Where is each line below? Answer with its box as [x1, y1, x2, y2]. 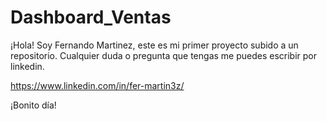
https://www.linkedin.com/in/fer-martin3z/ [10, 79, 185, 91]
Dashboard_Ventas [10, 6, 172, 29]
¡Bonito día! [10, 99, 57, 111]
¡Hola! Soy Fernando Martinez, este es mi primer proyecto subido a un [10, 39, 299, 51]
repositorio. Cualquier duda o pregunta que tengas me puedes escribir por [10, 49, 318, 61]
